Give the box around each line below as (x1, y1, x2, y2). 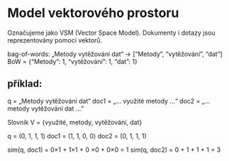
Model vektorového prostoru (7, 5, 179, 21)
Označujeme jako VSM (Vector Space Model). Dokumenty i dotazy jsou (7, 28, 216, 37)
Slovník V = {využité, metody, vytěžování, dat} (7, 118, 143, 126)
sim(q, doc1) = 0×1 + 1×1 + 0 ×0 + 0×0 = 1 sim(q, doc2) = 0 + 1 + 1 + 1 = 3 (7, 145, 221, 154)
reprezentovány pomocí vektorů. (7, 35, 103, 44)
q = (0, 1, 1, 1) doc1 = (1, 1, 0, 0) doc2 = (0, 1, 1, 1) (7, 131, 147, 140)
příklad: (7, 78, 43, 90)
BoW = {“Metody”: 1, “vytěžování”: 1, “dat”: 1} (7, 57, 138, 65)
